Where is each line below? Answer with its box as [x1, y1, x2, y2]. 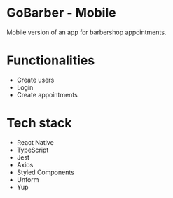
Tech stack [6, 115, 72, 131]
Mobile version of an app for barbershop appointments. [6, 28, 167, 36]
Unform [16, 175, 39, 183]
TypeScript [16, 146, 49, 154]
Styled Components [16, 168, 75, 176]
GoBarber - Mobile [6, 5, 116, 21]
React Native [16, 138, 54, 146]
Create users [16, 76, 55, 84]
